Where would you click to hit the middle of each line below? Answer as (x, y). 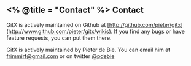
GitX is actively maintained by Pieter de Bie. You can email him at (88, 50)
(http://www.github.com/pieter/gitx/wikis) (59, 31)
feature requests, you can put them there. (59, 38)
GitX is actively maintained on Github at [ (58, 24)
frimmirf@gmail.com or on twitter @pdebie (60, 56)
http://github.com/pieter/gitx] (146, 24)
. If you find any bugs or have (148, 31)
